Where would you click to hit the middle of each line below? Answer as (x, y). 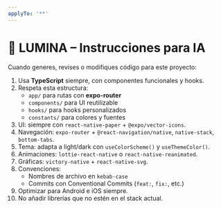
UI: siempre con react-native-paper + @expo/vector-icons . (102, 125)
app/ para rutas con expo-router (75, 95)
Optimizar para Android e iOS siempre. (73, 190)
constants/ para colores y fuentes (77, 117)
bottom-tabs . (36, 139)
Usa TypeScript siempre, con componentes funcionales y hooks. (111, 80)
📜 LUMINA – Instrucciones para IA (107, 47)
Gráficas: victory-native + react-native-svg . (83, 161)
